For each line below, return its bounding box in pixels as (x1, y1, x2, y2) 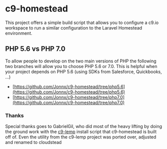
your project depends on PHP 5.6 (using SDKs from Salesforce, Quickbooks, (5, 68, 162, 74)
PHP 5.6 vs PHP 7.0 (5, 44, 66, 53)
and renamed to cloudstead (5, 139, 62, 145)
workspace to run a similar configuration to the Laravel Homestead (5, 24, 143, 30)
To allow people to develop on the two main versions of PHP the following (5, 58, 157, 64)
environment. (5, 30, 32, 36)
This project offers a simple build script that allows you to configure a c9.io (5, 19, 159, 25)
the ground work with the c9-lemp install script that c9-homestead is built (5, 128, 157, 135)
